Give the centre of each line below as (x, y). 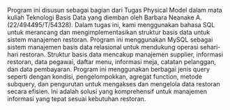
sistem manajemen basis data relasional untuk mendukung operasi (103, 47)
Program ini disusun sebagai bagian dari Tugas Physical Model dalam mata (115, 10)
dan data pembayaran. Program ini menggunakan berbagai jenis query (109, 69)
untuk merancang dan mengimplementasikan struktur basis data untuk (109, 32)
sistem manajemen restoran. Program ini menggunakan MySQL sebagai (110, 40)
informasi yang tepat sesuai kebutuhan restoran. (77, 99)
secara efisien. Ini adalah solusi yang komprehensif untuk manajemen (107, 91)
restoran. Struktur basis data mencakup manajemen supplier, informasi (122, 54)
